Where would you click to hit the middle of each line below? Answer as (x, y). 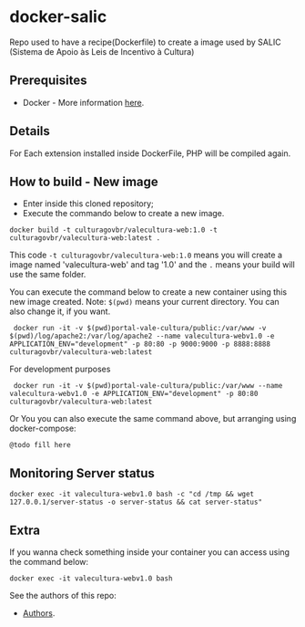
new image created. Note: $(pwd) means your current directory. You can (144, 302)
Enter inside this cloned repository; (88, 204)
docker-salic (58, 17)
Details (30, 131)
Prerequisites (48, 81)
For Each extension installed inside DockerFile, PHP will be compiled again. (150, 153)
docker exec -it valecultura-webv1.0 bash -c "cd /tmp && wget (132, 495)
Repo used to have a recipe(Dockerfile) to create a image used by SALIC (145, 42)
